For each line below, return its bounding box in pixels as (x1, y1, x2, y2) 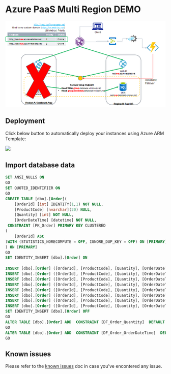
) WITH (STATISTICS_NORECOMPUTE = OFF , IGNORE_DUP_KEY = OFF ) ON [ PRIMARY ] (5, 239, 167, 244)
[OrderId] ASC (14, 234, 44, 239)
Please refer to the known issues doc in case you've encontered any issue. (5, 363, 162, 369)
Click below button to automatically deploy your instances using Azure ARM (5, 130, 164, 136)
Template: (5, 136, 26, 142)
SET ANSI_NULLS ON (5, 175, 44, 180)
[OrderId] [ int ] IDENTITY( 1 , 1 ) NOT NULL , (14, 202, 103, 207)
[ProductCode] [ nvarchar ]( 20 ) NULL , (14, 207, 93, 212)
